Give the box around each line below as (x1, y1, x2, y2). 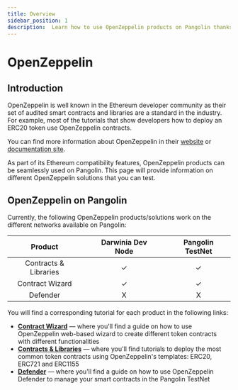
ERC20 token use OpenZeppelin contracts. (7, 123, 132, 132)
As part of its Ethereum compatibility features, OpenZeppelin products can (7, 159, 225, 167)
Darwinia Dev (101, 238, 147, 247)
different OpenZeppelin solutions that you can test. (7, 174, 156, 182)
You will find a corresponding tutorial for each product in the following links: (7, 308, 229, 317)
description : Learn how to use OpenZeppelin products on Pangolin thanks (7, 23, 233, 30)
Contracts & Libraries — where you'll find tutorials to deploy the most (17, 345, 222, 353)
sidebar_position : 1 (7, 17, 69, 24)
